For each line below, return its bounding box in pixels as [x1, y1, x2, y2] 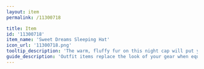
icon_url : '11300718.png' [6, 42, 72, 48]
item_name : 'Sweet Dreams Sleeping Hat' [6, 37, 110, 43]
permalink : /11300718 [6, 15, 61, 21]
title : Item [6, 25, 36, 31]
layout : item [6, 8, 39, 15]
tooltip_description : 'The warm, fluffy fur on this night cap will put [6, 48, 194, 54]
